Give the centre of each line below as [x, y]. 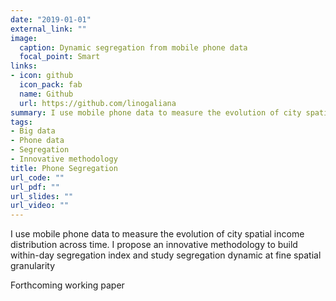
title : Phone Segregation [64, 168]
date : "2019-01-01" [51, 19]
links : [24, 66]
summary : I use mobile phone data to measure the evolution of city [156, 112]
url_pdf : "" [35, 187]
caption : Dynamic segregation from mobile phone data [133, 47]
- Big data [33, 131]
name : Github [46, 94]
